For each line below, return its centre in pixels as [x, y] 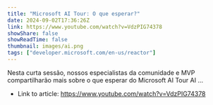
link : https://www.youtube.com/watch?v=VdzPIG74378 [85, 27]
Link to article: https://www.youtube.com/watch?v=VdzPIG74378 [111, 93]
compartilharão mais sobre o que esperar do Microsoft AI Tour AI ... [105, 80]
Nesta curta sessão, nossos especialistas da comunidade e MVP [101, 72]
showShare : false [33, 33]
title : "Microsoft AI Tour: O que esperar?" [74, 14]
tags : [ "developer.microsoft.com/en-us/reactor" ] [82, 53]
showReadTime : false [38, 40]
